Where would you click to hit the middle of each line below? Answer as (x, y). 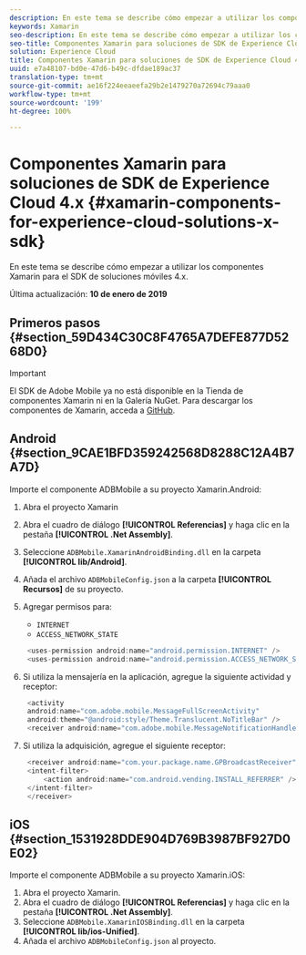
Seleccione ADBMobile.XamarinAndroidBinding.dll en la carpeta (142, 551)
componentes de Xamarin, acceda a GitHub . (92, 410)
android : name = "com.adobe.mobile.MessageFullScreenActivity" (143, 712)
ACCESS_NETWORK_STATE (77, 634)
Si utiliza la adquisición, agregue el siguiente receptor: (124, 746)
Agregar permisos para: (67, 606)
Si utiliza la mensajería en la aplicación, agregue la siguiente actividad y (157, 676)
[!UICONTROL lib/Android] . (75, 561)
